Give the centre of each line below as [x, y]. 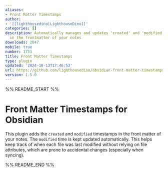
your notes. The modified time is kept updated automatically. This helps [79, 139]
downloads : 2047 [22, 42]
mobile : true [19, 47]
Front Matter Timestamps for [66, 109]
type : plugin [19, 61]
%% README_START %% [32, 89]
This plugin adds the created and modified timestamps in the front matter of [83, 133]
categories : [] [21, 28]
